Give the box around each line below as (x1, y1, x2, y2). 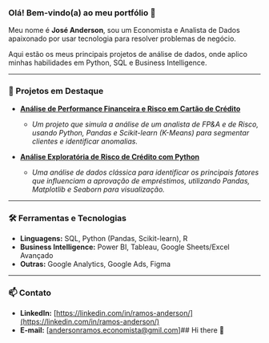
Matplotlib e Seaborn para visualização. (31, 184, 166, 194)
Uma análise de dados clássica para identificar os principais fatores (31, 167, 259, 177)
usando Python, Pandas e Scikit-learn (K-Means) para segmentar (31, 127, 250, 137)
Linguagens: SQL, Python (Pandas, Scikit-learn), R (19, 233, 188, 243)
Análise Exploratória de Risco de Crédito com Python (19, 151, 200, 161)
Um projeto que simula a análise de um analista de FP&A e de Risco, (31, 119, 259, 129)
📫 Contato (8, 287, 52, 298)
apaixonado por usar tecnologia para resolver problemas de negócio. (8, 34, 236, 43)
